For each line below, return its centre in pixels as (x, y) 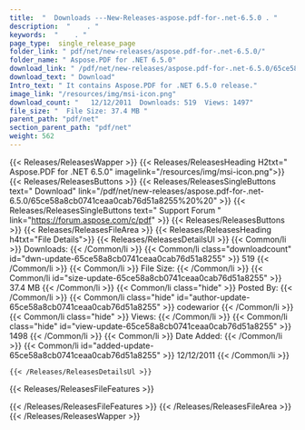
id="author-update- (213, 297)
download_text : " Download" (63, 77)
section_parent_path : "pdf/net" (70, 128)
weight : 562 (32, 136)
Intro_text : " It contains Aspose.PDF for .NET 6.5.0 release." (133, 85)
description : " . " (54, 26)
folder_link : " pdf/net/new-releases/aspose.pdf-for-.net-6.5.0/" (138, 52)
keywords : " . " (49, 35)
